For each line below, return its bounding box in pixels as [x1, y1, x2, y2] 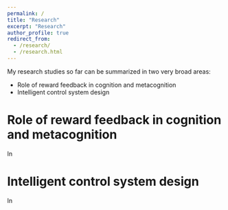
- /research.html [13, 49, 63, 56]
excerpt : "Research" [7, 23, 67, 30]
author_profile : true [7, 29, 69, 36]
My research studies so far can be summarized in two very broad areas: [7, 67, 211, 76]
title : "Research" [7, 17, 60, 23]
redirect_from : [7, 36, 51, 43]
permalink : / [7, 10, 45, 17]
